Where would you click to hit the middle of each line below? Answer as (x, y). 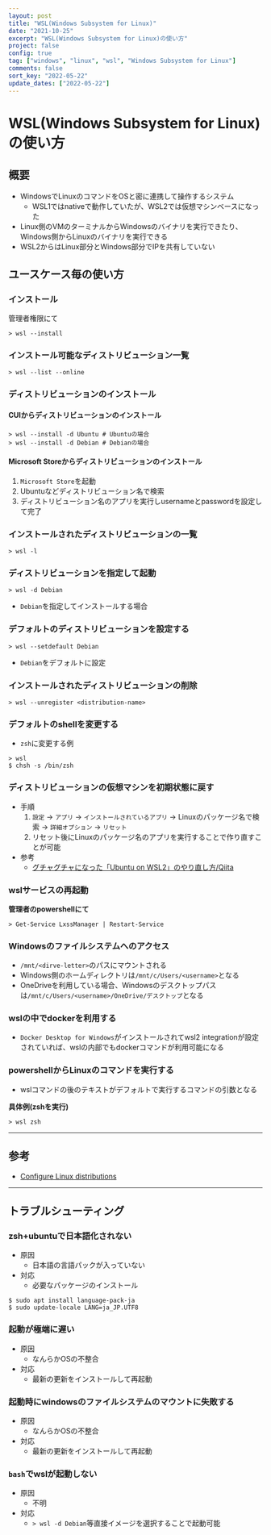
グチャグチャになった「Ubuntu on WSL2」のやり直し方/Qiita (133, 867)
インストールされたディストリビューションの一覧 (103, 534)
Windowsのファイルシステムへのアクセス (89, 946)
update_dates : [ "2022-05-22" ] (59, 83)
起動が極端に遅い (42, 1329)
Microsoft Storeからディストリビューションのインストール (105, 461)
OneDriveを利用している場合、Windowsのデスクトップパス (118, 986)
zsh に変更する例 (47, 744)
